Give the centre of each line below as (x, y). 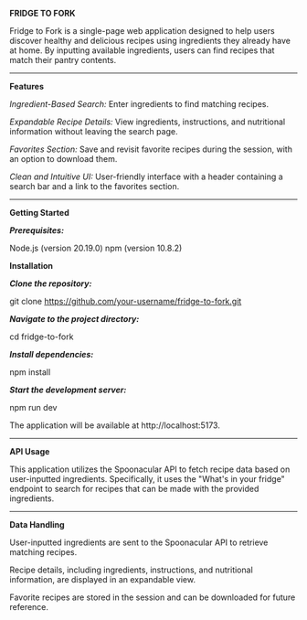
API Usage (30, 451)
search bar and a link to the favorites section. (95, 186)
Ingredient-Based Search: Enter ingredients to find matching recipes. (139, 104)
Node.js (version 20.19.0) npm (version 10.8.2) (96, 248)
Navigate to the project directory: (74, 319)
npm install (30, 372)
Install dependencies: (52, 354)
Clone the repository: (51, 283)
